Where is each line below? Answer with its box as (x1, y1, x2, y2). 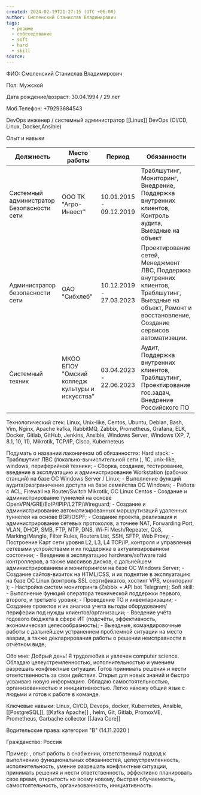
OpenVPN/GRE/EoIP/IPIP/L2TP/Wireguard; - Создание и (6, 500, 146, 508)
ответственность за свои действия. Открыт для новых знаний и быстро (6, 671, 190, 679)
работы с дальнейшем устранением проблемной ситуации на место (6, 628, 182, 635)
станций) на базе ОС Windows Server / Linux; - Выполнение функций (6, 475, 181, 482)
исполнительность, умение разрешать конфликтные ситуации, (6, 763, 167, 770)
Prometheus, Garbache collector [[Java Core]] (6, 715, 121, 722)
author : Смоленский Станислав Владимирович (6, 14, 117, 20)
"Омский (62, 370, 88, 378)
